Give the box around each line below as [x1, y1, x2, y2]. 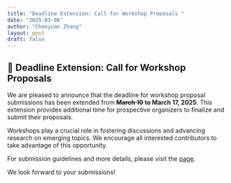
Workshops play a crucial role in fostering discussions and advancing [7, 126, 206, 134]
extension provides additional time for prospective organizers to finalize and [7, 105, 225, 114]
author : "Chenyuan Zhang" [7, 23, 82, 30]
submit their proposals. [7, 112, 74, 121]
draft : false [7, 36, 45, 43]
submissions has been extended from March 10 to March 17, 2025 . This [7, 98, 213, 106]
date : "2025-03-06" [7, 17, 64, 24]
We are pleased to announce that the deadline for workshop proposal [7, 91, 206, 99]
